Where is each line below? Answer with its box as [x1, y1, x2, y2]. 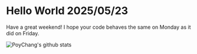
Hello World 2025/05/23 [6, 4, 129, 18]
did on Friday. [6, 29, 40, 36]
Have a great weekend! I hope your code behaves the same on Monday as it [6, 23, 191, 31]
